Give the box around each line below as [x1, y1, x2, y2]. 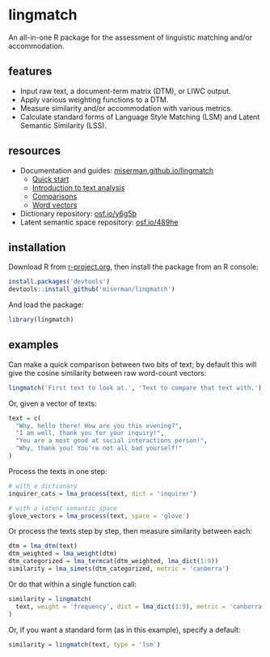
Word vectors [32, 200, 78, 210]
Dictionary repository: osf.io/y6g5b [19, 208, 137, 218]
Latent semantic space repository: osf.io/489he [19, 217, 179, 227]
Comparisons [32, 191, 78, 201]
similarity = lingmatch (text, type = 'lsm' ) [8, 640, 161, 649]
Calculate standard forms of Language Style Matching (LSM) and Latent [19, 112, 260, 122]
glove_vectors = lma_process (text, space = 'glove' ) [8, 512, 190, 520]
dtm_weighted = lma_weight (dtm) [8, 549, 117, 558]
